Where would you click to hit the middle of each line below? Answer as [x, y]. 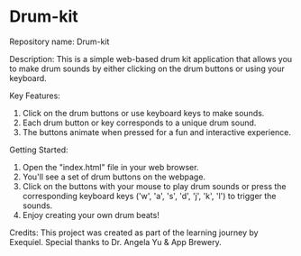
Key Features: [35, 96]
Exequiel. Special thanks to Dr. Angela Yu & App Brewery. [116, 242]
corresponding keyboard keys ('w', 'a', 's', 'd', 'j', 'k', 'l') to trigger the [149, 196]
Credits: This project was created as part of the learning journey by [134, 233]
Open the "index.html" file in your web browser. [110, 167]
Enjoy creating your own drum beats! [91, 215]
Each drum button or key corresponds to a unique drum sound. [139, 123]
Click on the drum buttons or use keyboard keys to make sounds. [143, 113]
